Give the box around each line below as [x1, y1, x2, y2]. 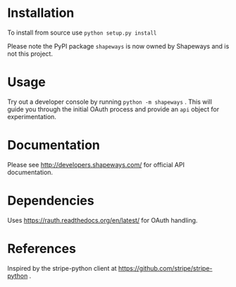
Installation [7, 5, 75, 21]
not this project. [7, 49, 53, 58]
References [7, 240, 76, 257]
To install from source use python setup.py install [7, 28, 157, 37]
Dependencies [7, 193, 94, 209]
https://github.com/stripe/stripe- [118, 264, 213, 272]
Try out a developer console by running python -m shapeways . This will [7, 97, 213, 106]
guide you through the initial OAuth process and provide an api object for [7, 104, 220, 114]
